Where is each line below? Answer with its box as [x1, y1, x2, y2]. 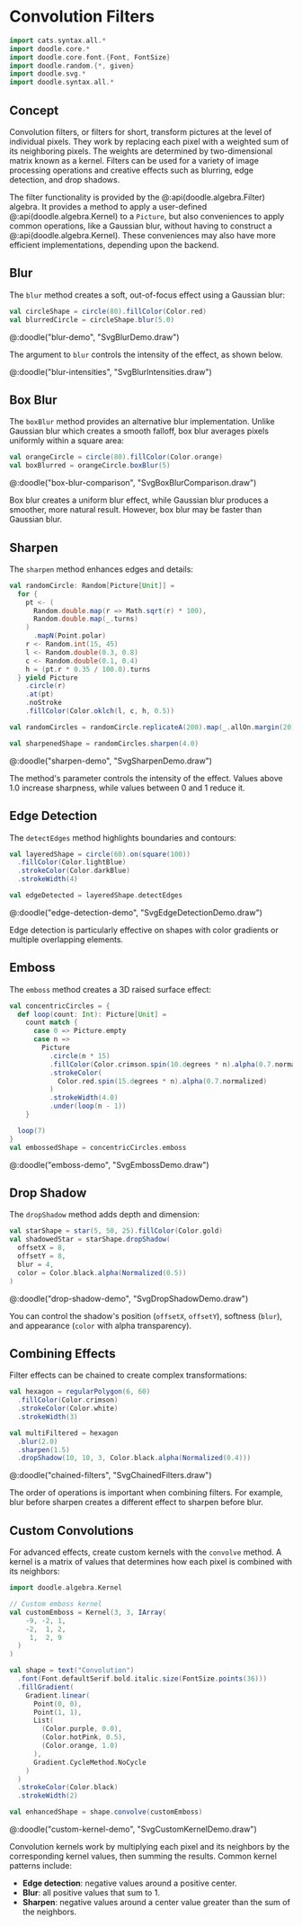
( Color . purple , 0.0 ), [41, 1725, 123, 1734]
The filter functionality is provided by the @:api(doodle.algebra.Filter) [9, 192, 265, 202]
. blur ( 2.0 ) [17, 1437, 58, 1446]
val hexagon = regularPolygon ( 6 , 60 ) [9, 1387, 151, 1396]
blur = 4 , [17, 1260, 54, 1269]
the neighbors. [22, 1906, 77, 1917]
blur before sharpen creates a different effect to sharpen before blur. [9, 1497, 263, 1508]
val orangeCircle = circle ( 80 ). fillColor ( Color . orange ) [9, 452, 223, 462]
